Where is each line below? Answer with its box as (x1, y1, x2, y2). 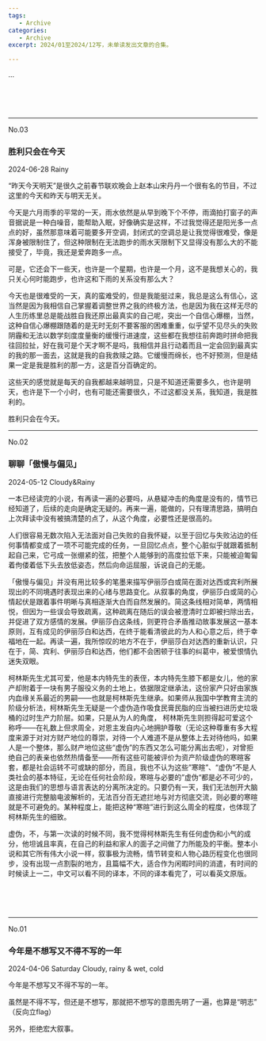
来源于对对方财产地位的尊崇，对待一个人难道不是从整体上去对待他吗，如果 (14, 732, 258, 742)
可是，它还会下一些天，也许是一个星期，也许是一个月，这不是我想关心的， (8, 264, 251, 274)
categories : (8, 26, 47, 34)
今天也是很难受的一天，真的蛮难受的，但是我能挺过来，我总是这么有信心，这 (8, 291, 258, 301)
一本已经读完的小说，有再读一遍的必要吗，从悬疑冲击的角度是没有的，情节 (8, 494, 251, 503)
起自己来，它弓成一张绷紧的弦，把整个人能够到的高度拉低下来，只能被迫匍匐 (8, 550, 258, 559)
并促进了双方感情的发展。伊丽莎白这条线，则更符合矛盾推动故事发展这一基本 (8, 617, 258, 626)
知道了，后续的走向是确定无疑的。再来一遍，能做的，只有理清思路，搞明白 (14, 503, 258, 513)
